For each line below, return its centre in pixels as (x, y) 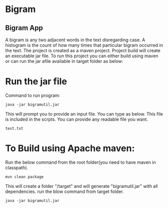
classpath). (17, 167)
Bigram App (24, 28)
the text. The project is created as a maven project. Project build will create (83, 50)
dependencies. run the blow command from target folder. (65, 191)
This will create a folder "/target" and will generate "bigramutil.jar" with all (82, 186)
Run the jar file (36, 82)
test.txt (14, 128)
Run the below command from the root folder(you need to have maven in (80, 162)
